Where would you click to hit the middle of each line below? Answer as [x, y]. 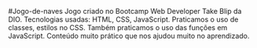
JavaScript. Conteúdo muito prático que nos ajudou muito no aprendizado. [129, 36]
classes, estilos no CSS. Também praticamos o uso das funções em [118, 27]
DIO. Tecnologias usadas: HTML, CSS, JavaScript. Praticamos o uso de [123, 19]
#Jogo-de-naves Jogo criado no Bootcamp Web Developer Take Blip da [125, 11]
